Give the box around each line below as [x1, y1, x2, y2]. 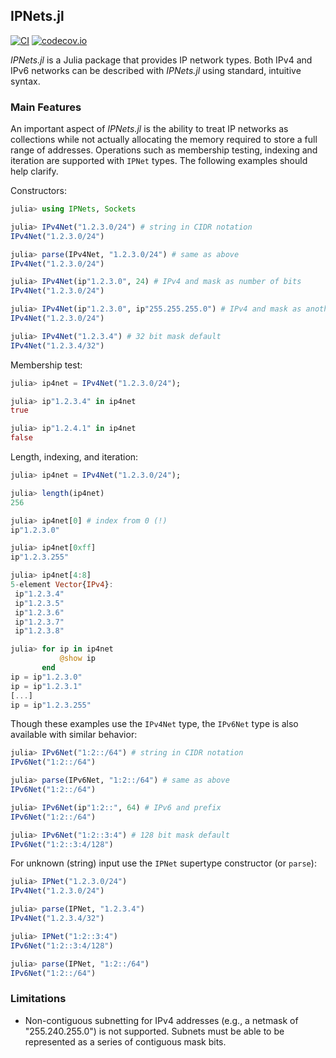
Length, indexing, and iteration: [10, 451, 139, 463]
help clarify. [10, 165, 59, 178]
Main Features [10, 100, 82, 114]
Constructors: [10, 185, 67, 197]
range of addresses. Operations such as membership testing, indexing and [10, 144, 318, 156]
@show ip [59, 654, 97, 664]
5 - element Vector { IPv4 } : [10, 580, 114, 590]
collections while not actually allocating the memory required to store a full [10, 134, 318, 146]
